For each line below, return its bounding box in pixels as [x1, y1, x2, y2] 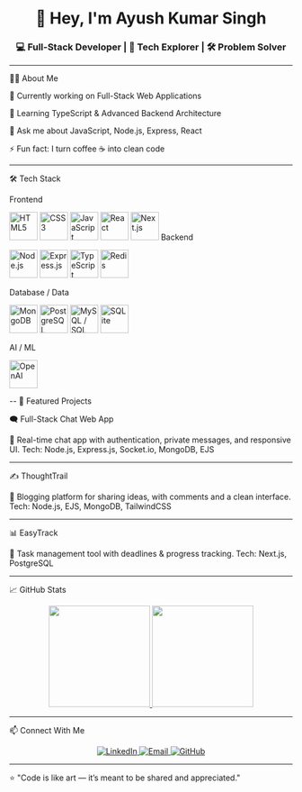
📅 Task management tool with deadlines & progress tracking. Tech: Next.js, [9, 549, 288, 560]
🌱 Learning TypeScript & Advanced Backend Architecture [9, 108, 222, 119]
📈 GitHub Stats [9, 585, 67, 596]
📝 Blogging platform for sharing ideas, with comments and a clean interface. [9, 491, 292, 503]
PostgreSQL [9, 558, 54, 569]
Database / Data [9, 287, 69, 298]
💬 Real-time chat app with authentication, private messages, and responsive [9, 434, 292, 445]
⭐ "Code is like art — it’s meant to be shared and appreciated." [9, 772, 241, 783]
